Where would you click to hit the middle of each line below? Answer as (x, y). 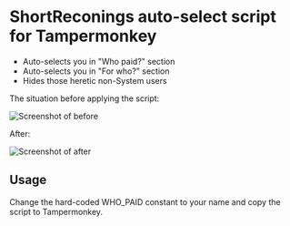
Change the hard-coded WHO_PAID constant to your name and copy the (145, 201)
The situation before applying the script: (85, 98)
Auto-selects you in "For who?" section (96, 71)
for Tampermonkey (83, 36)
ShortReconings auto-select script (143, 17)
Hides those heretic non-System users (95, 80)
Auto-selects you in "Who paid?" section (99, 61)
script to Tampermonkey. (56, 211)
